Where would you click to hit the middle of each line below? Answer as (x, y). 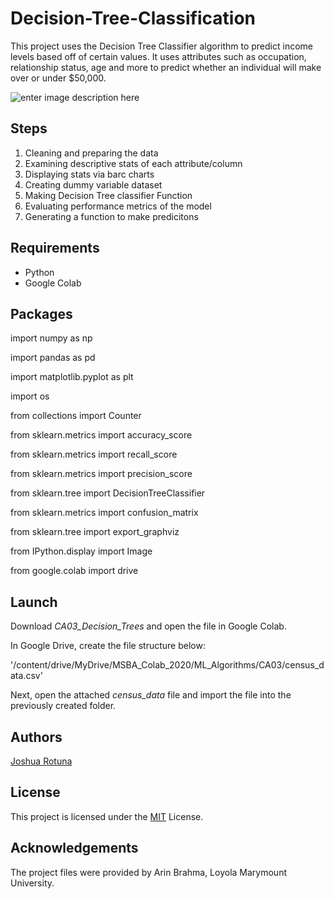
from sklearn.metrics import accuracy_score (101, 435)
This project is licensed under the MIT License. (107, 816)
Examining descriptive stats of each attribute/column (133, 163)
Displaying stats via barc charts (89, 174)
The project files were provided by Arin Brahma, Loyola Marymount (148, 872)
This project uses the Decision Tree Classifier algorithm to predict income (161, 46)
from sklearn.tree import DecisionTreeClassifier (108, 493)
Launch (34, 602)
